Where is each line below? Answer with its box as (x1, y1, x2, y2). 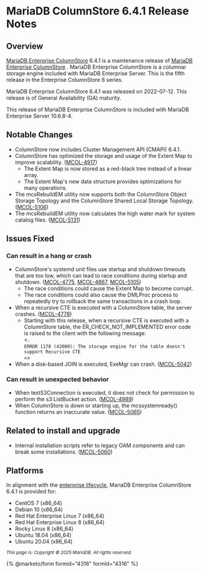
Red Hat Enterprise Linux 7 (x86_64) (14, 512, 105, 519)
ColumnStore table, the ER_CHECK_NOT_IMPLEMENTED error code (23, 323, 191, 330)
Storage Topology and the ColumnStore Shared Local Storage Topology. (14, 197, 194, 204)
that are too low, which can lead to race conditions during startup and (14, 272, 187, 279)
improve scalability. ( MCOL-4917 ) (14, 158, 98, 166)
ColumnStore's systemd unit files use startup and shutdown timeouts (14, 265, 186, 272)
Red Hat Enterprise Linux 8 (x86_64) (14, 519, 105, 526)
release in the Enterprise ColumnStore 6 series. (6, 77, 123, 83)
